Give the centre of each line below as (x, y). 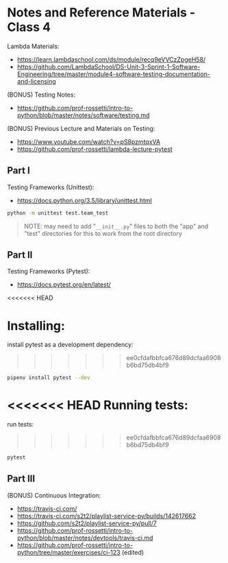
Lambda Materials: (33, 46)
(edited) (133, 552)
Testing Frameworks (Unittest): (51, 187)
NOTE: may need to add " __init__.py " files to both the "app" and (116, 226)
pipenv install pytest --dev (49, 378)
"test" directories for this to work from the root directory (103, 233)
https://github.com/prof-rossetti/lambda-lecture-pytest (94, 149)
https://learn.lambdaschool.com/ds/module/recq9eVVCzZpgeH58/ (111, 59)
